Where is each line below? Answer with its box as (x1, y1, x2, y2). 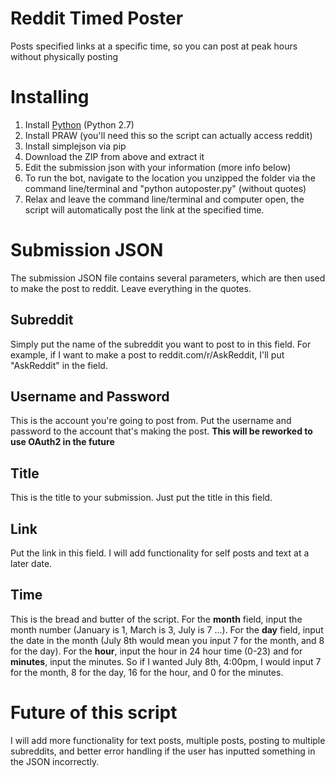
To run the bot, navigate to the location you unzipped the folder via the (24, 172, 316, 184)
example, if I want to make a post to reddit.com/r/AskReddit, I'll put (10, 348, 285, 361)
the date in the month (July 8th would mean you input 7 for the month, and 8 (10, 634, 325, 646)
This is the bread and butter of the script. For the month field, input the (10, 613, 303, 625)
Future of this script (10, 702, 178, 724)
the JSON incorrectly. (10, 755, 100, 767)
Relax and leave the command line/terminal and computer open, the (24, 193, 305, 205)
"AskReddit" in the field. (10, 359, 108, 371)
